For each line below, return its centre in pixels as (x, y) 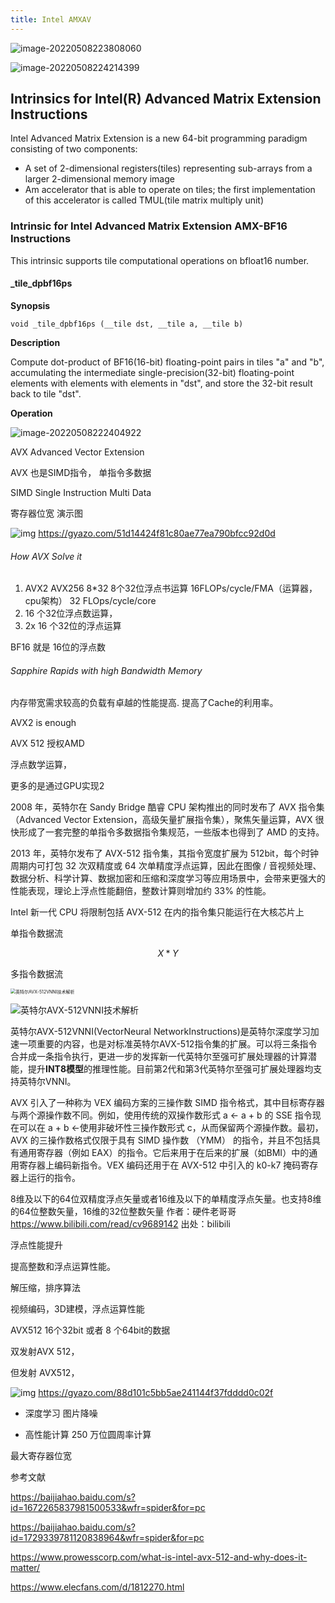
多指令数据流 (36, 974)
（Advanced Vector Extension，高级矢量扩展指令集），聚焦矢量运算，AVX (161, 820)
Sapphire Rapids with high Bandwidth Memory (106, 670)
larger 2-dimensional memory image (99, 179)
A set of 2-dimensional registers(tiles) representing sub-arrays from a (168, 168)
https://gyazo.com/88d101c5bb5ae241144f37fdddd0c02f (156, 1393)
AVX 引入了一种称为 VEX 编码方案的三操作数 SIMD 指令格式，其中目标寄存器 (167, 1103)
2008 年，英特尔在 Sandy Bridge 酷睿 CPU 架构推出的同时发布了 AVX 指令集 (167, 807)
